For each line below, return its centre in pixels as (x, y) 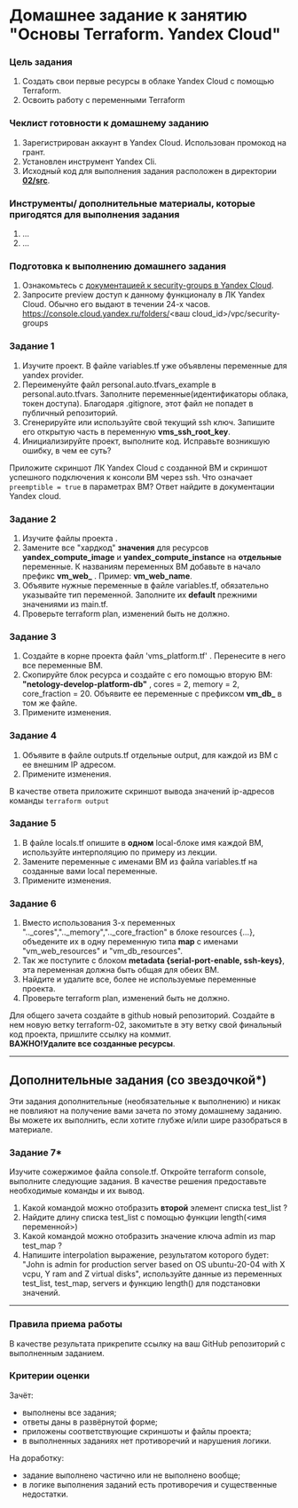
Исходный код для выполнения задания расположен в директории (149, 170)
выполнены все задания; (69, 1412)
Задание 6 (33, 904)
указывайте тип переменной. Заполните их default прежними (140, 595)
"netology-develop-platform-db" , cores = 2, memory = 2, (131, 684)
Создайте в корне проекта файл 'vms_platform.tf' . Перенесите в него (154, 656)
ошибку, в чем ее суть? (67, 450)
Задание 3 (33, 636)
